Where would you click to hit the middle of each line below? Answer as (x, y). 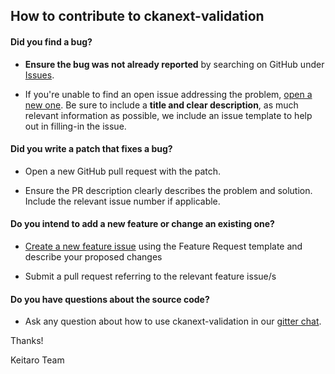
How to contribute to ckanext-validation (137, 16)
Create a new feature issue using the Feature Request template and (163, 246)
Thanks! (27, 341)
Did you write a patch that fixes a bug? (91, 149)
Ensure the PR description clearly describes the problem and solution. (168, 190)
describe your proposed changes (93, 257)
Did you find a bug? (51, 41)
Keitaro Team (37, 360)
